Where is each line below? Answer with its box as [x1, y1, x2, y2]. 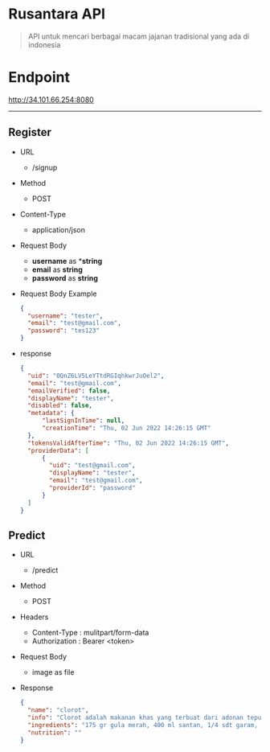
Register [8, 125, 52, 139]
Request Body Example [19, 289, 97, 298]
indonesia [27, 39, 61, 49]
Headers [19, 612, 49, 622]
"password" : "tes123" [27, 327, 100, 335]
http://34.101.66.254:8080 [8, 94, 94, 105]
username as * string [31, 256, 103, 265]
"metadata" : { [27, 409, 75, 417]
